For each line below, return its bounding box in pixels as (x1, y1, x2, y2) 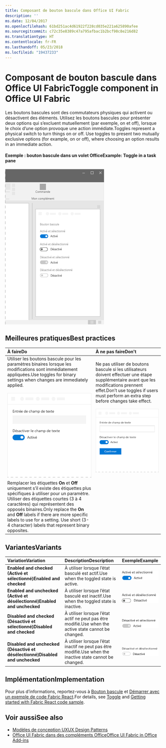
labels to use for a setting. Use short (7, 517, 81, 523)
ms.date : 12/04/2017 (5, 18, 48, 23)
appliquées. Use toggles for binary (7, 372, 77, 377)
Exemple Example (122, 558, 159, 564)
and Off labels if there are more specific (7, 512, 88, 518)
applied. (7, 382, 24, 388)
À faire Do (7, 349, 27, 355)
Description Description (64, 558, 114, 564)
